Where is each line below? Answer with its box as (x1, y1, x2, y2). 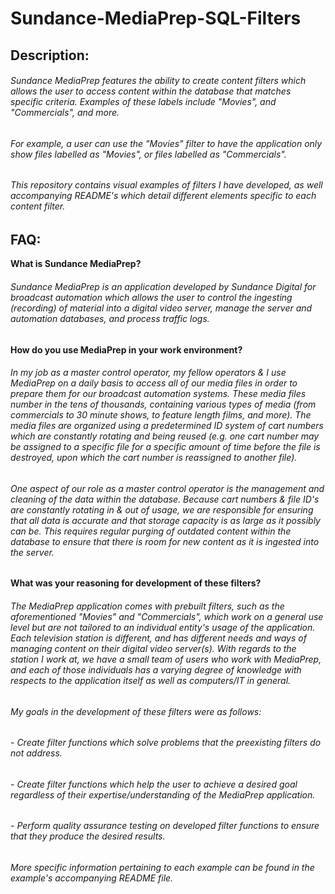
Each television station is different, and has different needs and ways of (10, 632, 307, 644)
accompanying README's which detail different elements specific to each (10, 190, 317, 202)
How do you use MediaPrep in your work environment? (10, 343, 243, 356)
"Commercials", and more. (10, 107, 120, 119)
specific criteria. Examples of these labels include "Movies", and (10, 96, 277, 108)
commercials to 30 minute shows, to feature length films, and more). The (10, 409, 312, 421)
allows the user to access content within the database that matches (10, 85, 292, 97)
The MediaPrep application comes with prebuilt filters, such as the (10, 600, 285, 612)
